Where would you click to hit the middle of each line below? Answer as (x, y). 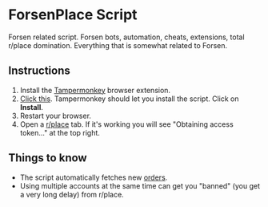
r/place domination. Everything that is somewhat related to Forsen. (118, 45)
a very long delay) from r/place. (72, 194)
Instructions (39, 71)
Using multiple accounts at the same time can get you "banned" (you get (140, 185)
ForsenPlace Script (73, 15)
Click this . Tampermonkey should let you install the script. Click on (129, 99)
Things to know (48, 158)
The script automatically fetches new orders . (94, 177)
